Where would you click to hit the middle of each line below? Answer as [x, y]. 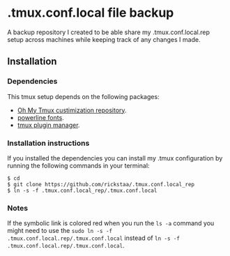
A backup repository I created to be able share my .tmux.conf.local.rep [109, 32]
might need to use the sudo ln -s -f [60, 231]
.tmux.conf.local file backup [91, 13]
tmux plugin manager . [48, 125]
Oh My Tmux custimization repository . [72, 110]
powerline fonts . [40, 117]
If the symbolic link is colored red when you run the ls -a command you [111, 223]
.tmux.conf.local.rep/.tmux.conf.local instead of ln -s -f [93, 238]
